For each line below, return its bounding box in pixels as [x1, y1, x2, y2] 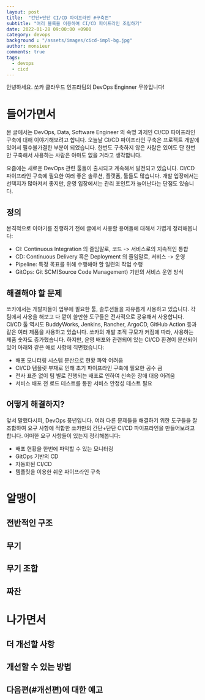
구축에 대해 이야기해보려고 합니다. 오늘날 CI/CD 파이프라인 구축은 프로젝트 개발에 [6, 136, 199, 144]
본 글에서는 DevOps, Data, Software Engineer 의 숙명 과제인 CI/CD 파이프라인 [6, 129, 196, 136]
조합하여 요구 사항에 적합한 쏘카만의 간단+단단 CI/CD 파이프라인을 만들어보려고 [6, 424, 195, 432]
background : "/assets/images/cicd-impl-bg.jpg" [6, 37, 133, 43]
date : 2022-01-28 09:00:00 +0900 [6, 26, 92, 32]
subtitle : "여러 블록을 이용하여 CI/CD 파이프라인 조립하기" [6, 20, 143, 26]
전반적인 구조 [6, 518, 53, 529]
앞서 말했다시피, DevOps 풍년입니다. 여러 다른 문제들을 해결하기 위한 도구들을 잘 [6, 416, 198, 424]
